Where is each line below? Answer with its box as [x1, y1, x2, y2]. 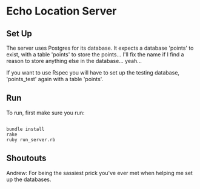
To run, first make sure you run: [6, 109, 85, 116]
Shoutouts [6, 153, 47, 164]
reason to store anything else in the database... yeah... [6, 58, 142, 64]
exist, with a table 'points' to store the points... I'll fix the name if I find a [6, 51, 184, 58]
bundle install [6, 126, 45, 132]
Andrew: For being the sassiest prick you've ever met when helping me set [6, 169, 193, 176]
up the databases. [6, 176, 52, 183]
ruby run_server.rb [6, 136, 56, 143]
